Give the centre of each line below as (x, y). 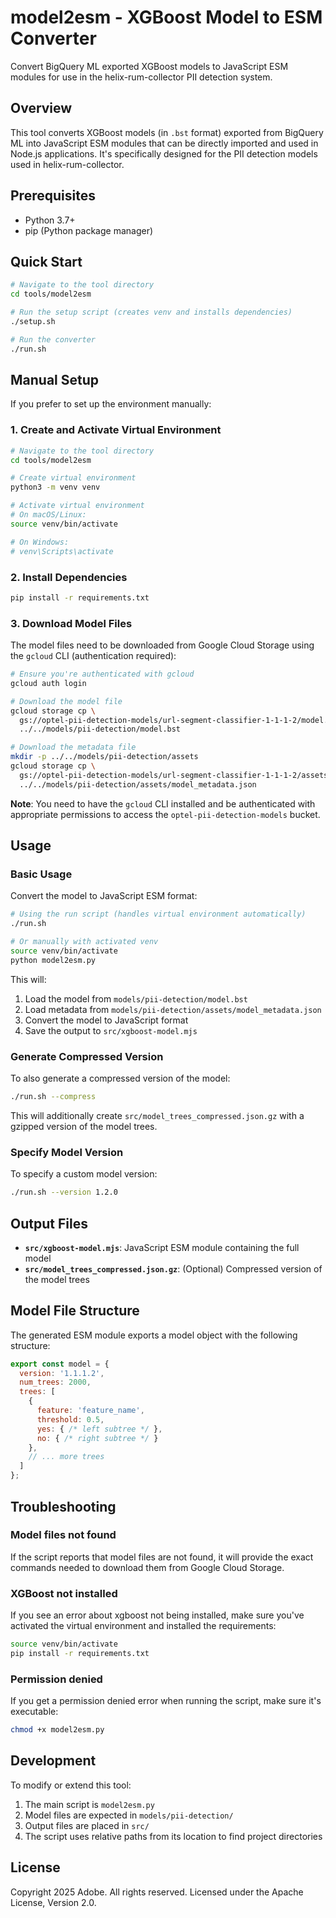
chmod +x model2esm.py (57, 1730)
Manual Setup (55, 380)
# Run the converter (53, 339)
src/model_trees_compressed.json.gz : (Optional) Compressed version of (173, 1268)
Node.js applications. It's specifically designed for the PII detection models (164, 153)
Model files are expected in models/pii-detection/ (129, 1815)
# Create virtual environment (73, 478)
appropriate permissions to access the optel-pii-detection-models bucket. (165, 814)
